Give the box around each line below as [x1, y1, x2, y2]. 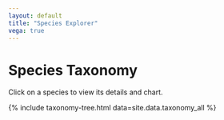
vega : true [8, 26, 45, 34]
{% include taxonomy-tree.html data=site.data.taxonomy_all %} [8, 103, 217, 113]
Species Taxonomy [8, 61, 138, 79]
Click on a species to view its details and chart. [8, 87, 163, 97]
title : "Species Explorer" [8, 19, 98, 27]
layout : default [8, 11, 62, 20]
